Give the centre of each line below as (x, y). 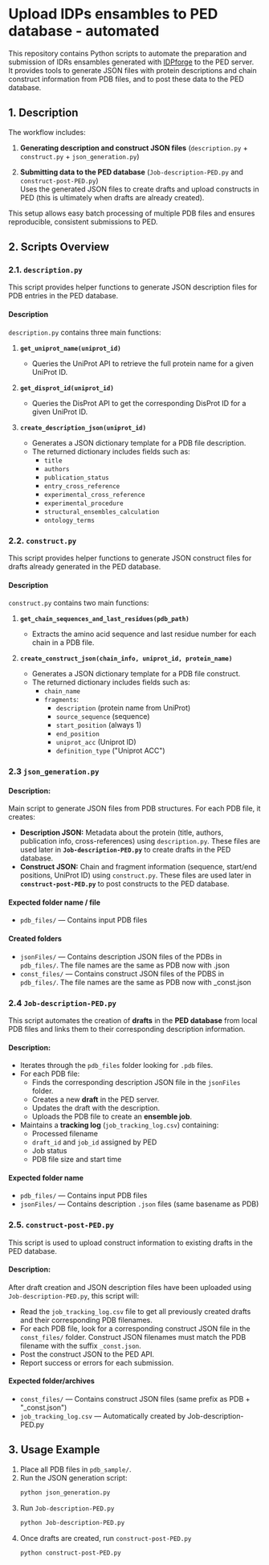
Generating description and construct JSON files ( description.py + (134, 148)
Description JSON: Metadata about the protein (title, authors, (121, 832)
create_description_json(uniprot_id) (83, 428)
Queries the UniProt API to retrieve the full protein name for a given (143, 364)
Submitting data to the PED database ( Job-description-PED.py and (131, 172)
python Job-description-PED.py (72, 1522)
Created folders (35, 939)
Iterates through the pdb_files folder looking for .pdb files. (116, 1066)
